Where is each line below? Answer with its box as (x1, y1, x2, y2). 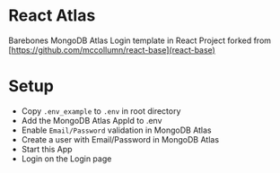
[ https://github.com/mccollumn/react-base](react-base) (8, 44, 216, 55)
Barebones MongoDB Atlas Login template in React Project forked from (8, 35, 271, 46)
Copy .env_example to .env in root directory (21, 105, 181, 117)
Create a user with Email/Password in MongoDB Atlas (21, 134, 220, 144)
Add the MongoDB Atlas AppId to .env (21, 115, 162, 125)
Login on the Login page (21, 153, 112, 164)
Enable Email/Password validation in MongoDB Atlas (21, 125, 212, 135)
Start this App (21, 143, 73, 154)
